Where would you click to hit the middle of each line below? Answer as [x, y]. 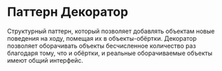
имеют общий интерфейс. [46, 60]
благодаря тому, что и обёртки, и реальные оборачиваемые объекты [110, 53]
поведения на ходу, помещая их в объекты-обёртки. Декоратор [102, 38]
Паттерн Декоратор [68, 12]
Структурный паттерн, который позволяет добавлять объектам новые [111, 31]
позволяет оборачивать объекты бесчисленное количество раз [102, 45]
